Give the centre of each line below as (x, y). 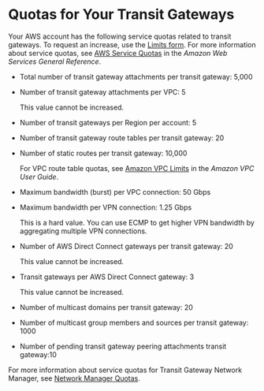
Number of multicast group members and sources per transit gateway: (134, 322)
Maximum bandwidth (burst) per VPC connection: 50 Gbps (115, 192)
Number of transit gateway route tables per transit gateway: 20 (122, 138)
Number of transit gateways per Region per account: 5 (108, 122)
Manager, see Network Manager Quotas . (74, 378)
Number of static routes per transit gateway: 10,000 (103, 153)
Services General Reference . (55, 61)
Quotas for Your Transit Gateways (121, 15)
